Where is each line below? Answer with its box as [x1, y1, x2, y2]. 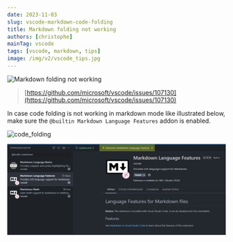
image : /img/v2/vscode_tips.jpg [7, 55, 101, 62]
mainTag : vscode [7, 40, 54, 48]
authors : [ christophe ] [7, 33, 73, 40]
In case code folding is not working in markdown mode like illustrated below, [7, 109, 225, 117]
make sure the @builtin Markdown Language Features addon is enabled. [7, 116, 212, 125]
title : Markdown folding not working [7, 26, 116, 33]
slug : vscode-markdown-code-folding [7, 18, 113, 26]
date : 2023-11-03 [7, 11, 58, 18]
